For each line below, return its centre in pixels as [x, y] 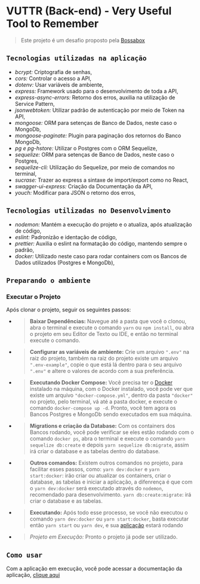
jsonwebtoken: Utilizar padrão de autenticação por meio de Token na [100, 110]
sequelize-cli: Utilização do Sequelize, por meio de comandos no [95, 167]
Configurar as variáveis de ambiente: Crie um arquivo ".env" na [110, 352]
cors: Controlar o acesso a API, [53, 78]
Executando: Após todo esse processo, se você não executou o [109, 513]
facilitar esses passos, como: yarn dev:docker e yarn [95, 469]
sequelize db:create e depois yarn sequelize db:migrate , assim [109, 445]
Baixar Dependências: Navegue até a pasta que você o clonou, [108, 322]
